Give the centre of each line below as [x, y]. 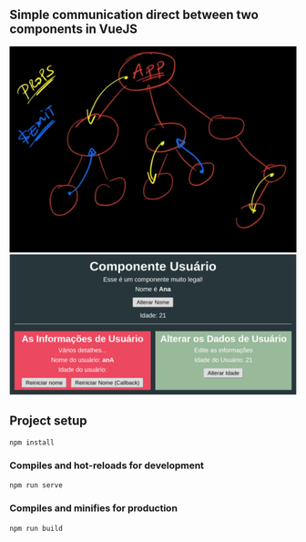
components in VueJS [74, 30]
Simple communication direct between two [134, 15]
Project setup [49, 420]
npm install [32, 442]
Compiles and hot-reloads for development [107, 465]
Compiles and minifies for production [93, 508]
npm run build [36, 528]
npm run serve [36, 486]
